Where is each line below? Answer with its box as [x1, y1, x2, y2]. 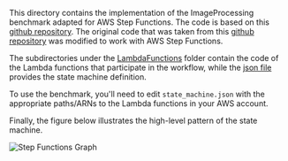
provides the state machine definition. [9, 72, 148, 82]
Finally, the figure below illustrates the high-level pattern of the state [9, 115, 258, 126]
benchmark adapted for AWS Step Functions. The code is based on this [9, 17, 269, 27]
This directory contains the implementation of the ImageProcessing [9, 8, 254, 18]
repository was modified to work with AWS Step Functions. [9, 35, 224, 46]
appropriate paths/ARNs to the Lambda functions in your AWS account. [9, 98, 269, 109]
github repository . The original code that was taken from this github [9, 27, 254, 36]
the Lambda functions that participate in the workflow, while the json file [9, 62, 272, 73]
